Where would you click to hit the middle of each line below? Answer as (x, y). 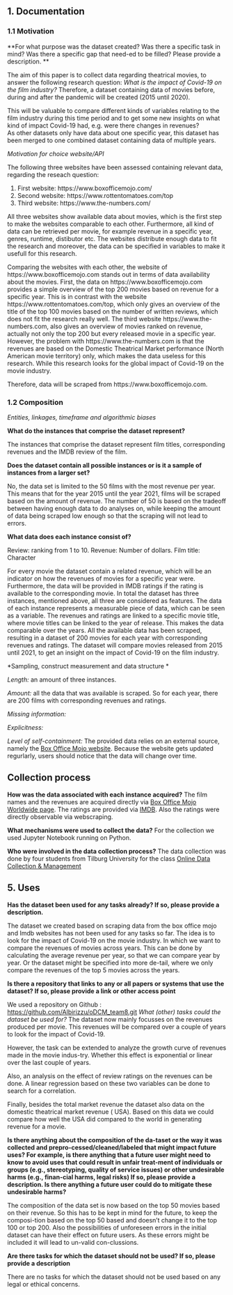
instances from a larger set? (49, 473)
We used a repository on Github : (55, 1004)
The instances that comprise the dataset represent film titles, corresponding (116, 444)
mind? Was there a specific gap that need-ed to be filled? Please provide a (114, 54)
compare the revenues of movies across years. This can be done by (105, 948)
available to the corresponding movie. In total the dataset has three (103, 593)
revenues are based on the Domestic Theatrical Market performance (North (116, 348)
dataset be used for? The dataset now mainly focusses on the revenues (110, 1019)
